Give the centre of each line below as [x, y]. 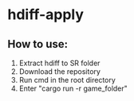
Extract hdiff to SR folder [59, 63]
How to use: [38, 44]
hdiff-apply [46, 15]
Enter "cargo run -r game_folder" [73, 88]
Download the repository [60, 72]
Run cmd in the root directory [67, 80]
